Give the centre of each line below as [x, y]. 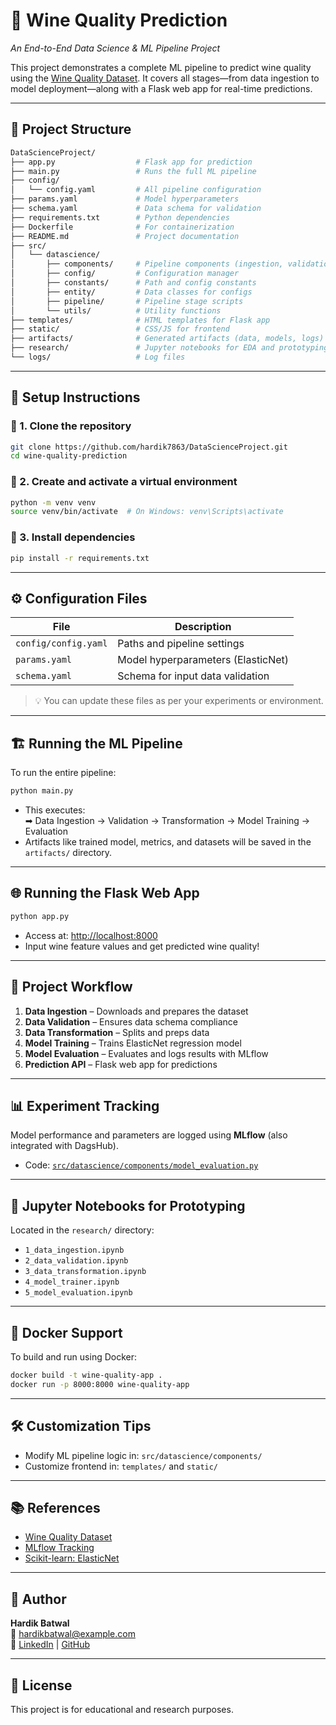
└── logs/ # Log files [98, 357]
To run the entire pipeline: [63, 773]
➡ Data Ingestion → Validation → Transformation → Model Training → [167, 821]
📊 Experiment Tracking [85, 1105]
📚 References [55, 1507]
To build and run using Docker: [74, 1356]
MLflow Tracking [59, 1548]
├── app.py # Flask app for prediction [131, 162]
